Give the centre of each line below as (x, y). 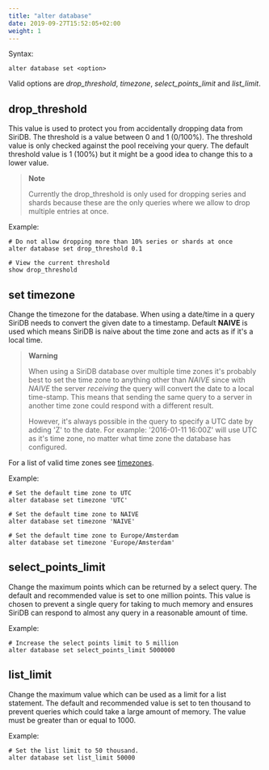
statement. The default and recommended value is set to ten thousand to (130, 703)
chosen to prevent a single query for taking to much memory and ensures (131, 604)
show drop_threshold (43, 270)
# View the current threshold (59, 263)
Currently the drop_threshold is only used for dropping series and (137, 194)
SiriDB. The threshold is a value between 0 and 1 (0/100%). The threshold (130, 137)
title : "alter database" (50, 16)
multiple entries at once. (68, 212)
